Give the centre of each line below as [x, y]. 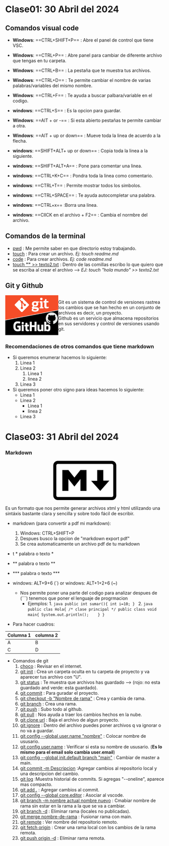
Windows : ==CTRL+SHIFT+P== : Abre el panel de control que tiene [83, 40]
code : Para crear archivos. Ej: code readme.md [62, 259]
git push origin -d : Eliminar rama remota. [63, 838]
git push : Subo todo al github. [51, 709]
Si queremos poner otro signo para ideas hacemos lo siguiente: [78, 389]
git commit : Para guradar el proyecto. [60, 693]
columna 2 [46, 635]
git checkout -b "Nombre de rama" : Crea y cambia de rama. [83, 698]
